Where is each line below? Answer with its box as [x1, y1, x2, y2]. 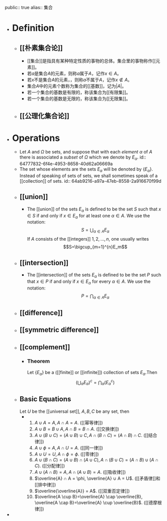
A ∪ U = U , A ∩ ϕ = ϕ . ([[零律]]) [34, 451, 99, 457]
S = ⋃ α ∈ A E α [81, 227, 110, 234]
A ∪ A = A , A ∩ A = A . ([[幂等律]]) [34, 419, 103, 425]
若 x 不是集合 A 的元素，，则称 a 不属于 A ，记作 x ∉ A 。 [27, 77, 132, 83]
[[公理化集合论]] [19, 112, 70, 120]
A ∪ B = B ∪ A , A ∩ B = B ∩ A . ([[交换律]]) [34, 426, 119, 432]
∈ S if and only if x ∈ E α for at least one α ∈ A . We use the [27, 212, 150, 220]
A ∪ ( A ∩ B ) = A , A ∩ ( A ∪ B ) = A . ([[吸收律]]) [34, 469, 126, 475]
